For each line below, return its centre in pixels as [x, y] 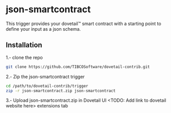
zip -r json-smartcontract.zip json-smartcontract [61, 91]
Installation [24, 45]
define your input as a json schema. [43, 29]
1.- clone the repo [24, 57]
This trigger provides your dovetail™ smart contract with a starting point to [83, 24]
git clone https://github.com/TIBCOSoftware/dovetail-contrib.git [78, 67]
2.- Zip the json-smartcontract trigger [45, 76]
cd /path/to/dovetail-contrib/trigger [47, 86]
